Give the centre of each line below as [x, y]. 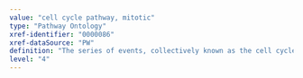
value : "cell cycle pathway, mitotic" [82, 17]
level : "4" [30, 59]
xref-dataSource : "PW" [52, 43]
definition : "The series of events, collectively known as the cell [141, 51]
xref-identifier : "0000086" [62, 34]
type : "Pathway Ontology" [58, 26]
